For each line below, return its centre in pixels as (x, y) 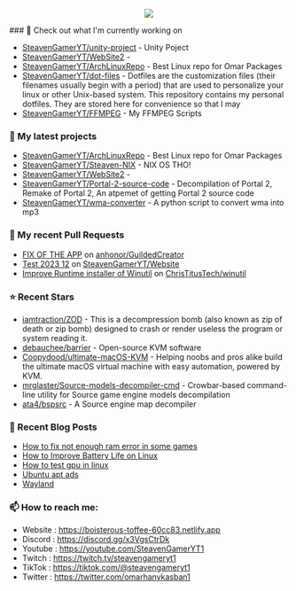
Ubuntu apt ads (50, 475)
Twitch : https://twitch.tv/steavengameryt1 (99, 558)
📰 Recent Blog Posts (53, 427)
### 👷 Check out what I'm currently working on (96, 30)
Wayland (38, 484)
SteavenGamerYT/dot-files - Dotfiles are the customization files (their (149, 76)
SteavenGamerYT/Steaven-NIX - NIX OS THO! (106, 165)
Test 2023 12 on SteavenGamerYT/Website (101, 264)
